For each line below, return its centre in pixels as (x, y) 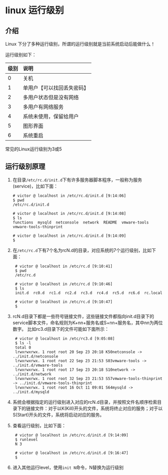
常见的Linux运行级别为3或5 (34, 149)
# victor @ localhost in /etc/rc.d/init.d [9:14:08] (69, 213)
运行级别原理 (25, 166)
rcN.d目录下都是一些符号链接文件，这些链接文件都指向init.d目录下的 (83, 316)
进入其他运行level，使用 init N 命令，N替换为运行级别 (68, 467)
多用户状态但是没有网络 (51, 97)
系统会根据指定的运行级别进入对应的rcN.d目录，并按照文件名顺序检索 (85, 402)
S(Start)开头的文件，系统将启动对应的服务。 (58, 415)
